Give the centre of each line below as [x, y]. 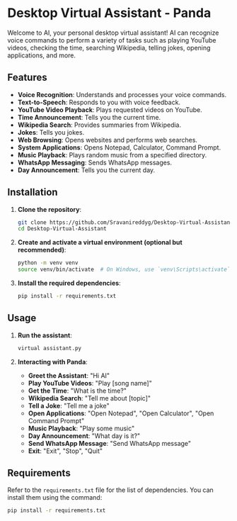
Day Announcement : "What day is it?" [84, 436]
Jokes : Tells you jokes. [51, 132]
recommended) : [42, 250]
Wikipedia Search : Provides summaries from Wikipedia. [99, 125]
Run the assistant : [45, 335]
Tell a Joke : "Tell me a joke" [69, 405]
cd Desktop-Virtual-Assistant [62, 229]
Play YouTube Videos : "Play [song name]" [90, 383]
